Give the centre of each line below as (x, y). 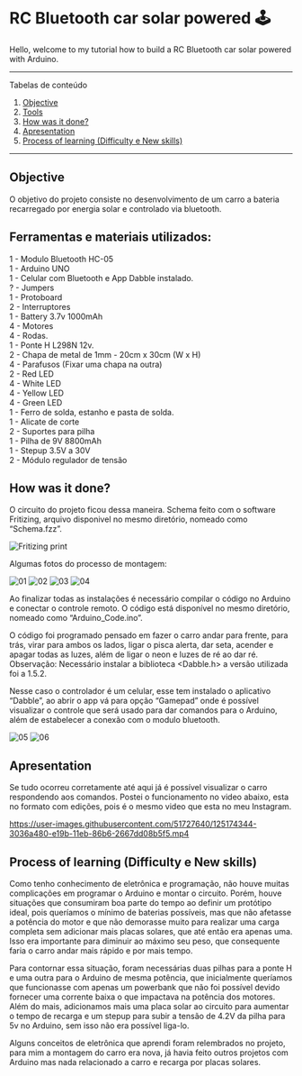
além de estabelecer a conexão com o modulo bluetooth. (115, 720)
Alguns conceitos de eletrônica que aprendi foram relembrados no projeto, (147, 1043)
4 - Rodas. (29, 335)
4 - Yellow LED (37, 393)
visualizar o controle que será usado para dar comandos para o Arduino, (143, 710)
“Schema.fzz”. (36, 529)
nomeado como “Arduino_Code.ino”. (76, 618)
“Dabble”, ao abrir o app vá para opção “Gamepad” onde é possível (134, 701)
